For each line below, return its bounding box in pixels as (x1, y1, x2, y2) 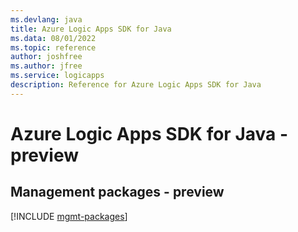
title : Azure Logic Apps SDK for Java (10, 24, 172, 34)
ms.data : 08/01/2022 (10, 33, 97, 43)
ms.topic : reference (10, 42, 97, 53)
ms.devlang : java (10, 14, 83, 25)
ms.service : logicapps (10, 71, 105, 81)
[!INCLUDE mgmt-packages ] (10, 210, 128, 222)
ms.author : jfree (10, 61, 83, 71)
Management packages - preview (10, 184, 225, 201)
